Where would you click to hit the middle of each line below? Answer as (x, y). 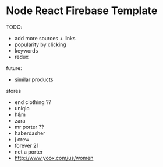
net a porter (29, 152)
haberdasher (30, 133)
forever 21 (26, 145)
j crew (22, 139)
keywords (26, 50)
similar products (34, 79)
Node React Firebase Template (82, 11)
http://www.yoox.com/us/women (54, 158)
